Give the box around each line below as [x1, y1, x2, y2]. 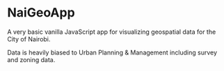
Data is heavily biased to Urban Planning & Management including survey [7, 48, 218, 57]
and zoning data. [7, 55, 56, 63]
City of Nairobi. [7, 34, 51, 43]
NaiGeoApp [7, 5, 75, 21]
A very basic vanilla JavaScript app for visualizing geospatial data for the [7, 28, 216, 36]
